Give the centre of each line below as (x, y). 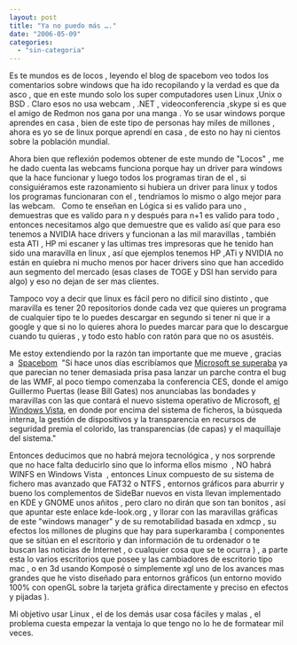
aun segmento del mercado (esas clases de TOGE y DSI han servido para (143, 272)
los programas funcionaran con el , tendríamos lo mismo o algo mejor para (145, 197)
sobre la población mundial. (60, 142)
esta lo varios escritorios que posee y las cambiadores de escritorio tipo (141, 559)
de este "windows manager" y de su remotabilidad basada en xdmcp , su (143, 522)
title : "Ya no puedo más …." (63, 26)
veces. (21, 633)
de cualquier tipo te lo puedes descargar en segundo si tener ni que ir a (140, 318)
